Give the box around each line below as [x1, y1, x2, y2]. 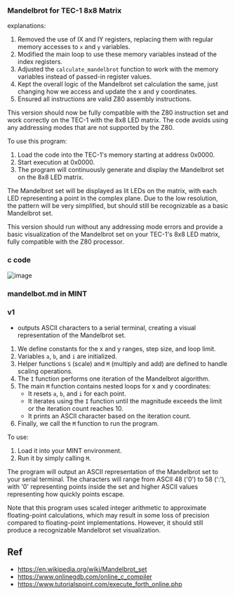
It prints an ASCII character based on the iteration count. [27, 412, 192, 420]
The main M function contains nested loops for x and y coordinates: [17, 381, 211, 390]
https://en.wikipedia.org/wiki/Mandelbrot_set [17, 565, 147, 573]
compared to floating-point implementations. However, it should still [7, 518, 203, 527]
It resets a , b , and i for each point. [27, 389, 126, 398]
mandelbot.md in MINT [7, 289, 88, 299]
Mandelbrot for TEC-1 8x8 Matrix [7, 6, 122, 15]
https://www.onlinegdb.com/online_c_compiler [17, 572, 153, 581]
